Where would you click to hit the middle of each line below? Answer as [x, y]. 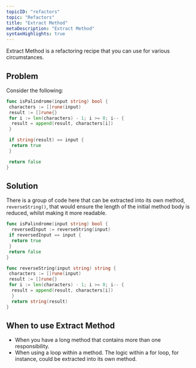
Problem [22, 76]
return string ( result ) [40, 301]
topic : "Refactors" [30, 17]
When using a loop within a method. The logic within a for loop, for [97, 352]
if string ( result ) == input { [46, 140]
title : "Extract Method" [37, 23]
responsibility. [32, 346]
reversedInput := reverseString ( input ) [61, 230]
